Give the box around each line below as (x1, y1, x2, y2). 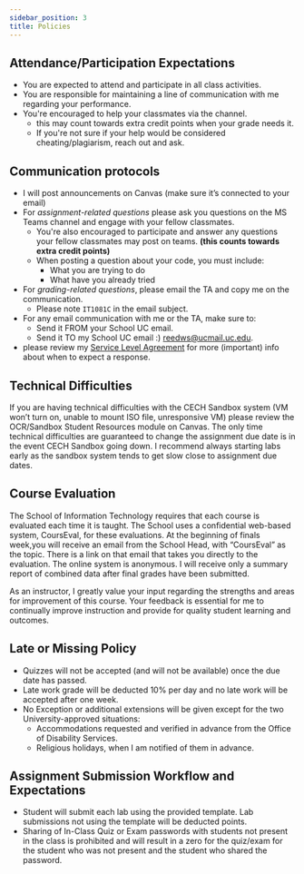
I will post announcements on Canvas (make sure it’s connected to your (22, 188, 290, 199)
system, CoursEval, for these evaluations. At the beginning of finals (9, 529, 260, 540)
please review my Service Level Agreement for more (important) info (22, 342, 279, 353)
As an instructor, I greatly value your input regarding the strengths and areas (9, 585, 295, 596)
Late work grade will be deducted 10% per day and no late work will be (22, 684, 289, 695)
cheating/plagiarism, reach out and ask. (35, 137, 185, 148)
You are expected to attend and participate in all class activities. (22, 79, 261, 91)
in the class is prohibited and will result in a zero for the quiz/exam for (22, 836, 283, 847)
